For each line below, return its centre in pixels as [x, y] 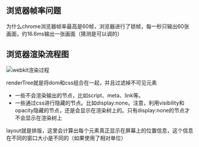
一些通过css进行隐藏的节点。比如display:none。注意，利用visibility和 [99, 103]
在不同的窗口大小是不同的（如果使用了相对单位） [66, 138]
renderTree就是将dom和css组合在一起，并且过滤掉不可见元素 [82, 82]
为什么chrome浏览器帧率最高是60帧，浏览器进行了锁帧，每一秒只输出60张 [98, 26]
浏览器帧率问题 [34, 11]
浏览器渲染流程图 [38, 55]
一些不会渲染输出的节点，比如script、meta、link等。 [79, 95]
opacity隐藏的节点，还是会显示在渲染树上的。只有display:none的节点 [99, 110]
